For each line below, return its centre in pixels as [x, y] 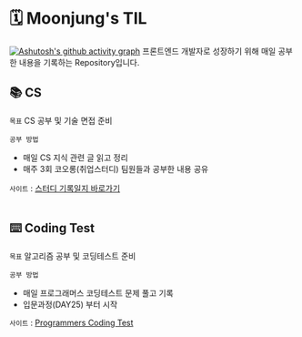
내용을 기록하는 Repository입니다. [79, 62]
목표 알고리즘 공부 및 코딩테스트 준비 [73, 256]
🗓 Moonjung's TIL [78, 19]
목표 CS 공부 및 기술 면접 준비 [61, 120]
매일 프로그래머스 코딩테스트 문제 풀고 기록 [98, 292]
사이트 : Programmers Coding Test [71, 322]
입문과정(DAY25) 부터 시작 [70, 304]
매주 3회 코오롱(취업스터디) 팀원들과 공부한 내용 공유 [116, 168]
